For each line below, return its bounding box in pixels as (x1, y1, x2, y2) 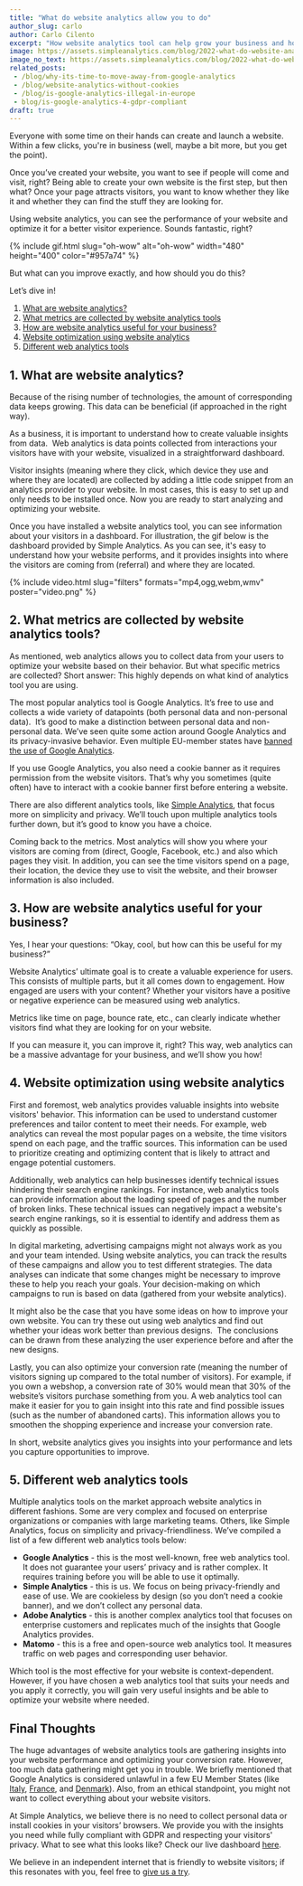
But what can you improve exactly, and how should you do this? (9, 268, 246, 278)
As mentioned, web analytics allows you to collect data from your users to (9, 650, 284, 661)
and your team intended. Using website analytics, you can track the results (9, 1249, 287, 1260)
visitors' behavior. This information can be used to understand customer (9, 1108, 278, 1119)
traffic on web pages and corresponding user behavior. (22, 1648, 228, 1659)
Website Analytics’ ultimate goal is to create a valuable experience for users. (9, 966, 293, 976)
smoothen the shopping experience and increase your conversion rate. (9, 1419, 273, 1429)
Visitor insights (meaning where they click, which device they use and (9, 465, 269, 476)
